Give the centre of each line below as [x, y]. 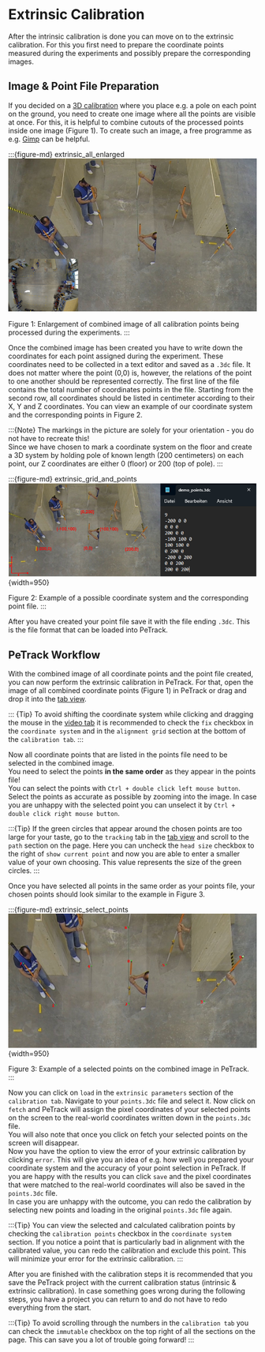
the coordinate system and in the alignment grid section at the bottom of [127, 731]
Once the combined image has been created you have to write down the [125, 347]
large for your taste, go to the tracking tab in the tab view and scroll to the [129, 837]
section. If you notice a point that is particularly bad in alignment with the [127, 1242]
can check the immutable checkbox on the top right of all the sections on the [132, 1331]
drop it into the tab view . [47, 698]
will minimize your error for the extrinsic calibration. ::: [96, 1259]
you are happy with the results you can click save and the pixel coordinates [130, 1177]
